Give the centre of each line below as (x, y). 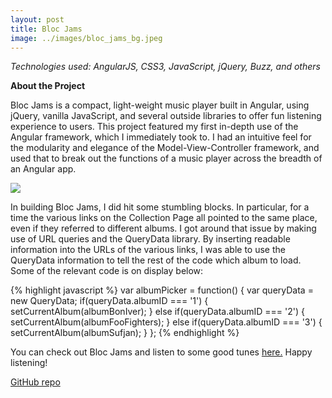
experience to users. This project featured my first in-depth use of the (154, 127)
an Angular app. (43, 169)
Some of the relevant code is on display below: (107, 271)
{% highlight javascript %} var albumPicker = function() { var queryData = (162, 290)
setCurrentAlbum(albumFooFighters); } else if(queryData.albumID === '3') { (166, 322)
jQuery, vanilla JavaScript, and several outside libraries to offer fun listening (166, 116)
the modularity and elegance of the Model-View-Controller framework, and (165, 148)
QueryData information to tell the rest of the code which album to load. (156, 260)
